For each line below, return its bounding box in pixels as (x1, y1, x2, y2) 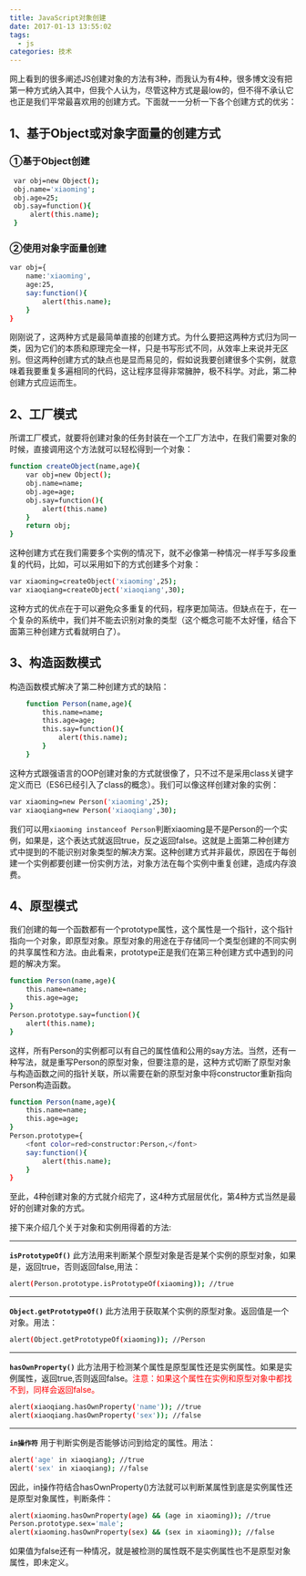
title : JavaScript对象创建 (9, 13, 107, 23)
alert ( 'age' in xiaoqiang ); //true (9, 1455, 145, 1464)
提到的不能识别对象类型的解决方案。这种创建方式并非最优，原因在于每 (25, 846, 289, 857)
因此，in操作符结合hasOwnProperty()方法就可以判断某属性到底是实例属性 (9, 1481, 285, 1492)
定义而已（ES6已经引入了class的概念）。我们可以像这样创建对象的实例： (9, 778, 280, 789)
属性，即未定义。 (9, 1557, 74, 1568)
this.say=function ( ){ (42, 725, 125, 734)
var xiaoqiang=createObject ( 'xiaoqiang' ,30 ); (9, 585, 185, 595)
